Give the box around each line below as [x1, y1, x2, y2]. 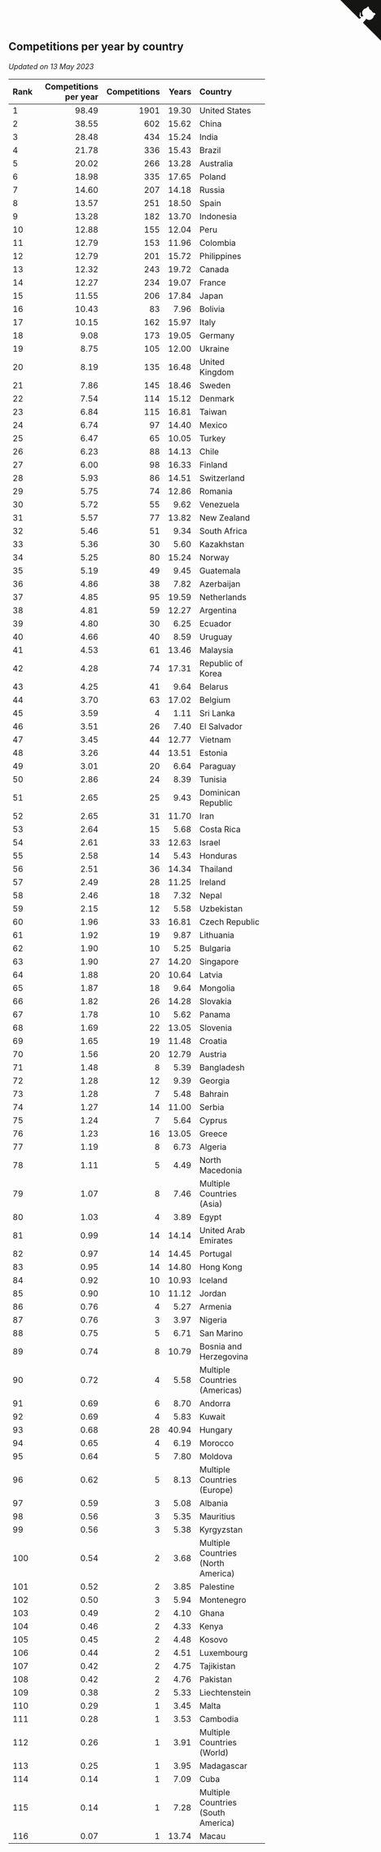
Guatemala [199, 564, 241, 576]
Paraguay [199, 760, 236, 771]
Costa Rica [199, 823, 241, 835]
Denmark [199, 393, 234, 404]
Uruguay [199, 631, 233, 643]
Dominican [199, 787, 241, 798]
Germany [199, 330, 234, 341]
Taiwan [199, 406, 227, 417]
